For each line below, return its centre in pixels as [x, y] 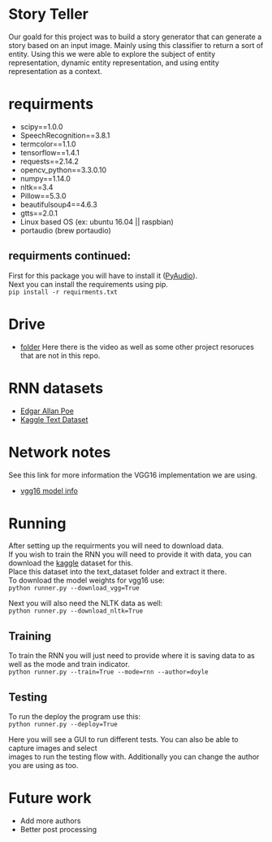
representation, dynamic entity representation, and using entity [114, 63]
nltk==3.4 [37, 187]
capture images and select [53, 748]
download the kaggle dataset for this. [71, 563]
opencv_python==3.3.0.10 [63, 170]
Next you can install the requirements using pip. [89, 284]
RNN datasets [56, 388]
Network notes [60, 452]
